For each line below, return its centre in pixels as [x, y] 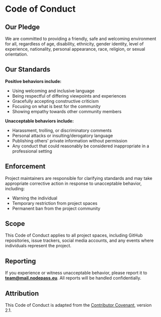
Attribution [22, 293]
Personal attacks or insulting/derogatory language [62, 136]
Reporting [20, 261]
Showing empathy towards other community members [67, 111]
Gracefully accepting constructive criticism [55, 101]
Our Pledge [22, 27]
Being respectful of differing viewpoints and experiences [69, 96]
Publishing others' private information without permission [70, 140]
